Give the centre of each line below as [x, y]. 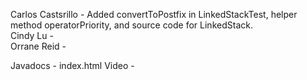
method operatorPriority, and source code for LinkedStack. [131, 25]
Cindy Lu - [32, 35]
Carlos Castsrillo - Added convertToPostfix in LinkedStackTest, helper [154, 14]
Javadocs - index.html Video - [72, 65]
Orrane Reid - [38, 46]
